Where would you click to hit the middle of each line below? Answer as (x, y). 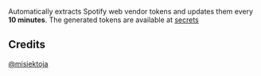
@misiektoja (28, 63)
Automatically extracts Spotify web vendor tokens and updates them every (130, 11)
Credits (27, 45)
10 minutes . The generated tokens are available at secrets (103, 20)
